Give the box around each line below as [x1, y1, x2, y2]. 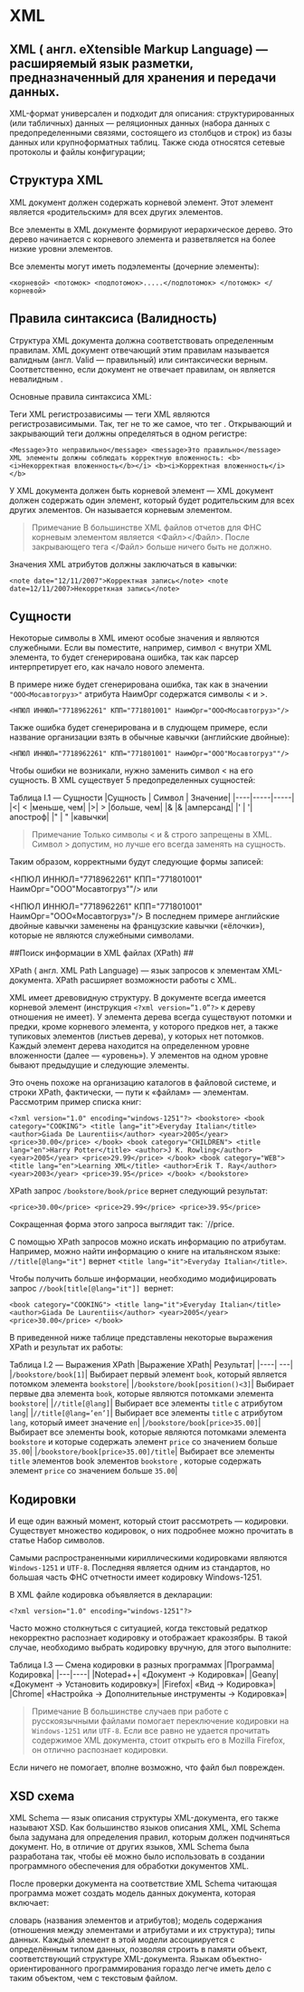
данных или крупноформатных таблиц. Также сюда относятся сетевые [9, 137, 285, 148]
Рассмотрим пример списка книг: [9, 1097, 142, 1107]
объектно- [221, 1954, 262, 1965]
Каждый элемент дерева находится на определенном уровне [9, 1040, 251, 1051]
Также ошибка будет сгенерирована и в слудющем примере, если [9, 722, 269, 733]
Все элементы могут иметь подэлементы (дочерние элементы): [9, 260, 260, 272]
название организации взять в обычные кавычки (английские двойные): [9, 731, 290, 743]
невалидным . [9, 373, 63, 384]
